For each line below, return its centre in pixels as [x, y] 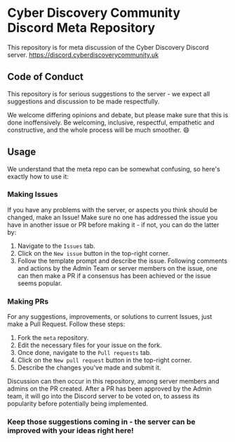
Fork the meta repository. [53, 338]
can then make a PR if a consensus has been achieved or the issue [114, 275]
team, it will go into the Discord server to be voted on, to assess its [103, 396]
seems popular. [40, 283]
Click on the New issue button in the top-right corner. [94, 253]
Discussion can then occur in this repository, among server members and [113, 382]
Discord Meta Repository [81, 28]
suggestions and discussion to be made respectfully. [83, 101]
